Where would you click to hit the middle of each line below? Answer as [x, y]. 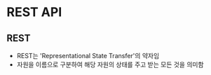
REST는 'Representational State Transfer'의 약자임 [88, 56]
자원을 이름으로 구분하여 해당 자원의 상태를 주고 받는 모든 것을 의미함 [110, 64]
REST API [34, 12]
